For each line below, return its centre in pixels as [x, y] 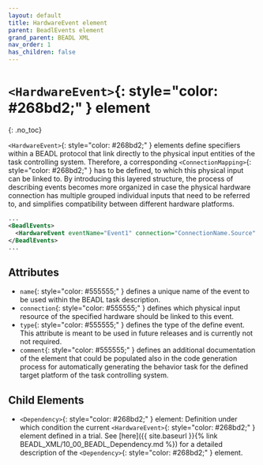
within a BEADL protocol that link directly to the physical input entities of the [131, 153]
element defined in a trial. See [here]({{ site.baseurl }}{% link [118, 436]
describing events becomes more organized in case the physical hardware [130, 187]
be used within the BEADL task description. [90, 300]
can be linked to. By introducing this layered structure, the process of [121, 178]
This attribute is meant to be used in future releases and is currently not [136, 333]
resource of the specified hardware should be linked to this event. [127, 317]
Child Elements [46, 400]
